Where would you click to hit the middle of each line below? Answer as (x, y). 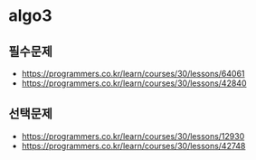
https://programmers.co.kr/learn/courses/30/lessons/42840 (134, 83)
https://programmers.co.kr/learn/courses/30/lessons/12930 (133, 136)
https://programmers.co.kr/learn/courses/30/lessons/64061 (133, 74)
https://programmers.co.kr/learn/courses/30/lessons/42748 (133, 146)
